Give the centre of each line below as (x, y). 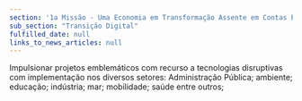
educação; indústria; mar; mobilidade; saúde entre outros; (117, 87)
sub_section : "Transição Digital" (74, 26)
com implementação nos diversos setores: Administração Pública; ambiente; (151, 78)
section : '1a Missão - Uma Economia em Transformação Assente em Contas (148, 17)
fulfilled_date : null (50, 34)
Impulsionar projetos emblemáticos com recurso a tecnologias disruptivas (146, 68)
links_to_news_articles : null (66, 42)
